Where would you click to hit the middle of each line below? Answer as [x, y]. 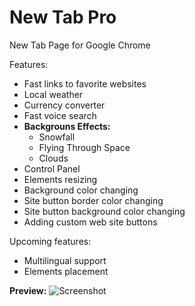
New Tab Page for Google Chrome [80, 45]
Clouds [53, 158]
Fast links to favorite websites [85, 83]
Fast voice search [60, 115]
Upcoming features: [50, 241]
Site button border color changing [93, 200]
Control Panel [52, 168]
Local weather [53, 94]
